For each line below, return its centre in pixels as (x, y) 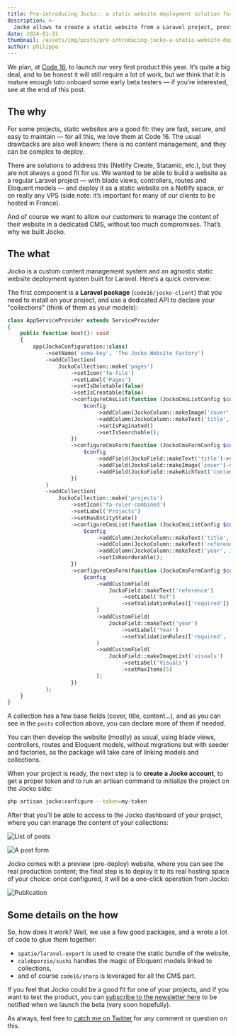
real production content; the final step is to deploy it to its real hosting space (119, 872)
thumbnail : (23, 40)
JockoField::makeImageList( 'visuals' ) (166, 656)
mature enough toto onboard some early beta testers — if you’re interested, (118, 82)
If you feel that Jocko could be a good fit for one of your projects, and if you (118, 989)
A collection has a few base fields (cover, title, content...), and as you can (114, 716)
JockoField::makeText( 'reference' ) (161, 590)
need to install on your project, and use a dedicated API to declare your (111, 300)
